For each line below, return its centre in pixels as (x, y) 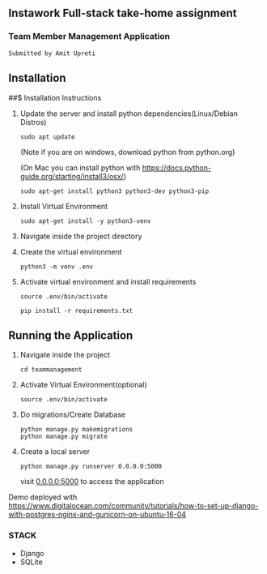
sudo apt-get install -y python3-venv (85, 221)
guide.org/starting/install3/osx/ (72, 176)
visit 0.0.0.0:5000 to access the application (92, 482)
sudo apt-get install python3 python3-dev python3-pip (114, 191)
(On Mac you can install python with (80, 167)
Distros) (33, 122)
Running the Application (71, 335)
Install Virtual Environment (64, 206)
